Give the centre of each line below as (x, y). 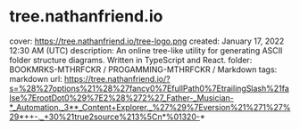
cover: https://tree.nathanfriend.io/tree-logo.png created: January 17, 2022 (147, 41)
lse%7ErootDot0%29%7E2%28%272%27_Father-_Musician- (121, 97)
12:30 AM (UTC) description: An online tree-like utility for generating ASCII (146, 50)
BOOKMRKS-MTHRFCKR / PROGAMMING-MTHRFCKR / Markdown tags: (143, 69)
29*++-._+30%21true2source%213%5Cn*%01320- (105, 117)
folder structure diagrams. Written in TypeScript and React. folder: (131, 60)
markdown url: (36, 78)
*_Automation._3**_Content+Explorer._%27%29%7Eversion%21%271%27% (150, 107)
